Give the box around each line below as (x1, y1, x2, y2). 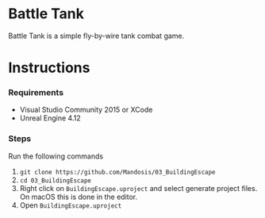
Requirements (8, 87, 64, 98)
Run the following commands (8, 151, 104, 161)
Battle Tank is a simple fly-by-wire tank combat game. (8, 31, 185, 40)
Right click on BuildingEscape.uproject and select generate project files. (19, 183, 258, 193)
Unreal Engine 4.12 (19, 113, 81, 123)
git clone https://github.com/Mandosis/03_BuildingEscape (19, 168, 216, 176)
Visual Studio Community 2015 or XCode (19, 105, 153, 115)
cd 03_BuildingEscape (19, 176, 91, 185)
